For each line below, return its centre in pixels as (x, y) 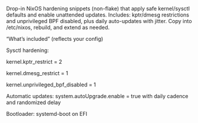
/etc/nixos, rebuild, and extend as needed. (58, 27)
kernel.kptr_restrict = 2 (34, 62)
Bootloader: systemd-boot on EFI (47, 114)
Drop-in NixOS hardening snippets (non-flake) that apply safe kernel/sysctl (98, 9)
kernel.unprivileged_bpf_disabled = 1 (51, 85)
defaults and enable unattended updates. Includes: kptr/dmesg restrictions (98, 15)
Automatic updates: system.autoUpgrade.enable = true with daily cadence (97, 96)
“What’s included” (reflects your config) (55, 39)
